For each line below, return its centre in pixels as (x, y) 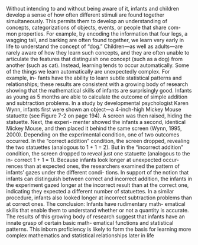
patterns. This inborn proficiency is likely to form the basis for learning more (99, 229)
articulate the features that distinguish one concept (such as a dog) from (95, 59)
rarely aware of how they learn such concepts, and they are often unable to (98, 52)
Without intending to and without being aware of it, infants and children (92, 9)
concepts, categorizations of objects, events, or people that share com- (94, 27)
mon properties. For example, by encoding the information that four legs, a (97, 34)
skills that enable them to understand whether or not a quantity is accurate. (98, 210)
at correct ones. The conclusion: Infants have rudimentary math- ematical (96, 204)
